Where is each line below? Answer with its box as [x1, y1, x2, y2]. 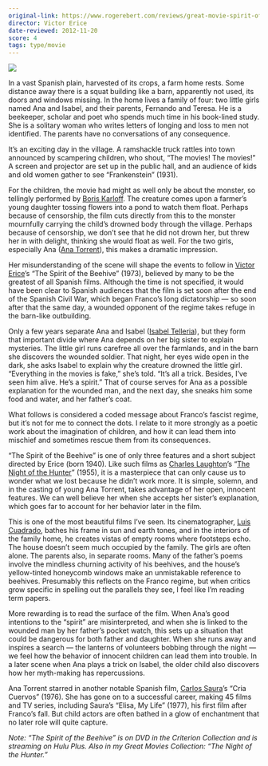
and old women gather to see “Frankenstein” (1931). [8, 170, 178, 180]
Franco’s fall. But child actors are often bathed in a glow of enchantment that [8, 709, 259, 719]
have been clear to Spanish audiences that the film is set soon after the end [8, 286, 257, 295]
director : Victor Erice [8, 19, 88, 27]
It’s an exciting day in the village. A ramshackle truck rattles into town [8, 144, 235, 154]
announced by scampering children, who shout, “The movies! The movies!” [8, 153, 256, 163]
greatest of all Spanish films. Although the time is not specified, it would [8, 277, 245, 287]
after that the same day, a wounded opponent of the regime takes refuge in [8, 302, 255, 312]
